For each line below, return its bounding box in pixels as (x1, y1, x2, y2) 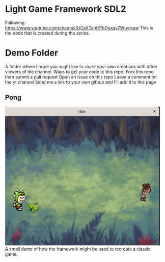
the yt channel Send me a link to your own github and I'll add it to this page (5, 79, 157, 85)
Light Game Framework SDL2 (5, 3, 126, 15)
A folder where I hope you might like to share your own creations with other (5, 63, 158, 69)
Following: (5, 20, 26, 26)
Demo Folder (5, 48, 58, 58)
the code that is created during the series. (5, 30, 90, 36)
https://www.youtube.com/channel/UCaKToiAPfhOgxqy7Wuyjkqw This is (5, 25, 153, 30)
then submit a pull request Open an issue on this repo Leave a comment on (5, 74, 157, 79)
